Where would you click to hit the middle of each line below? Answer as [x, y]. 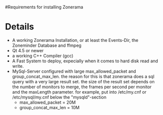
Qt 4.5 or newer [28, 50]
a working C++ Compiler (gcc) [43, 56]
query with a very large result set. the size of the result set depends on [83, 81]
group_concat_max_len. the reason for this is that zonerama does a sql [83, 76]
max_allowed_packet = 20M [48, 102]
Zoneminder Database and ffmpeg [47, 45]
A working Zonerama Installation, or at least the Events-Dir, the [75, 40]
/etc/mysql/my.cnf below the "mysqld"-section [59, 97]
